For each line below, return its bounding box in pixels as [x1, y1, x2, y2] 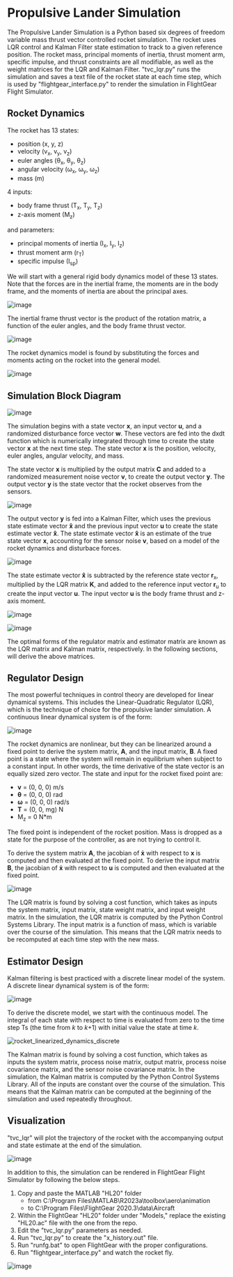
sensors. [7, 487, 33, 495]
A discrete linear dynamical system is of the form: [7, 981, 150, 990]
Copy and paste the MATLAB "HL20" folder [17, 1188, 142, 1197]
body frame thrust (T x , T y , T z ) [17, 201, 103, 211]
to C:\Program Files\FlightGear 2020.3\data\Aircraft [27, 1204, 175, 1212]
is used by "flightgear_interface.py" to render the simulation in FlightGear [7, 80, 217, 88]
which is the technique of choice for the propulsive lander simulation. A [7, 705, 211, 714]
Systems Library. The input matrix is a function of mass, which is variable [7, 920, 217, 929]
